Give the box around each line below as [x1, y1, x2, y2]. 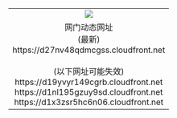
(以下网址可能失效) [53, 66, 125, 77]
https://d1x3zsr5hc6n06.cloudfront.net [14, 96, 163, 108]
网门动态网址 [64, 22, 113, 33]
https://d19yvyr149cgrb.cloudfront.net [14, 76, 163, 87]
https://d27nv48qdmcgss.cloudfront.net [12, 44, 166, 55]
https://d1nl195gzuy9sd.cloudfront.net [14, 86, 163, 97]
